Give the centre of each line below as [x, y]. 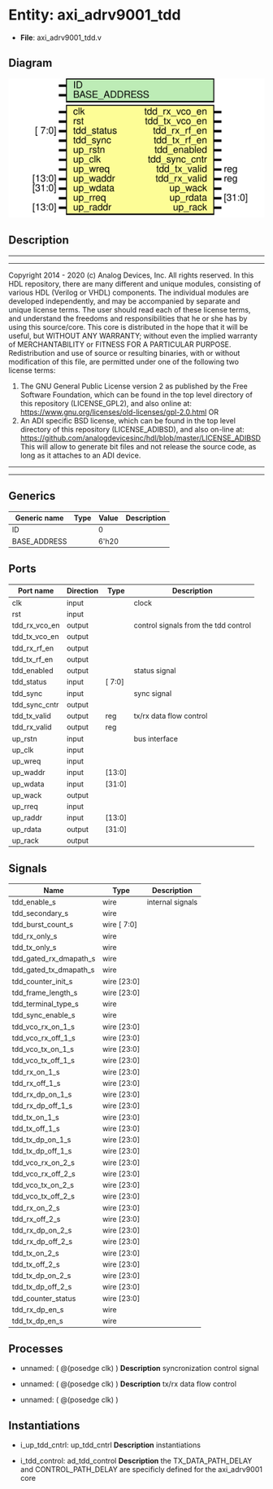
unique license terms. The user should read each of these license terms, [130, 309]
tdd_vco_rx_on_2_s [43, 1163]
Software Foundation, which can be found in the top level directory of [136, 394]
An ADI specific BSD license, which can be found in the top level [128, 420]
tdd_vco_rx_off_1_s [43, 1038]
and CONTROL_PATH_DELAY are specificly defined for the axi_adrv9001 [141, 1469]
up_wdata [28, 784]
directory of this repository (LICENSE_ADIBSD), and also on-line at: [132, 429]
